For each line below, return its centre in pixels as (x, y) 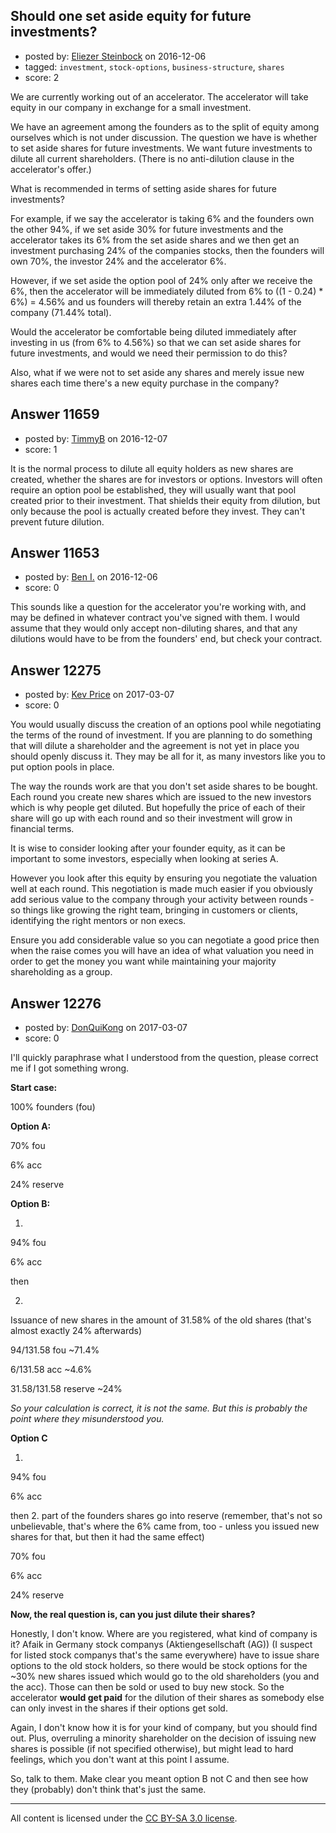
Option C (29, 1438)
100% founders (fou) (53, 1107)
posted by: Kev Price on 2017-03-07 (99, 695)
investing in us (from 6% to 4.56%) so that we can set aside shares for (156, 342)
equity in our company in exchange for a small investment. (131, 107)
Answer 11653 (55, 553)
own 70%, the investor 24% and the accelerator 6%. (118, 261)
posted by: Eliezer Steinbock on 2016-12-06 (115, 56)
